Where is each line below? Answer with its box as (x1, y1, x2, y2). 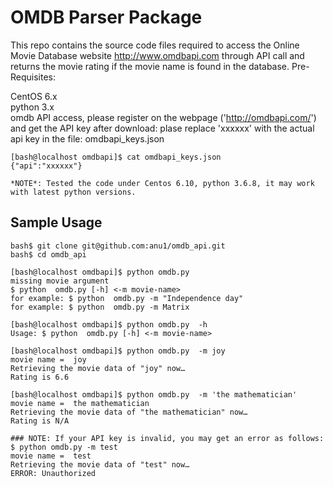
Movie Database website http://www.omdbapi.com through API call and (10, 49, 305, 61)
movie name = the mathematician (10, 398, 150, 408)
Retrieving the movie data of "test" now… (10, 459, 190, 470)
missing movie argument (10, 276, 110, 286)
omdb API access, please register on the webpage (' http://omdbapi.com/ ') (10, 111, 317, 123)
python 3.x (10, 101, 55, 113)
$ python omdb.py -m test (10, 442, 118, 452)
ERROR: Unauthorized (10, 468, 97, 478)
